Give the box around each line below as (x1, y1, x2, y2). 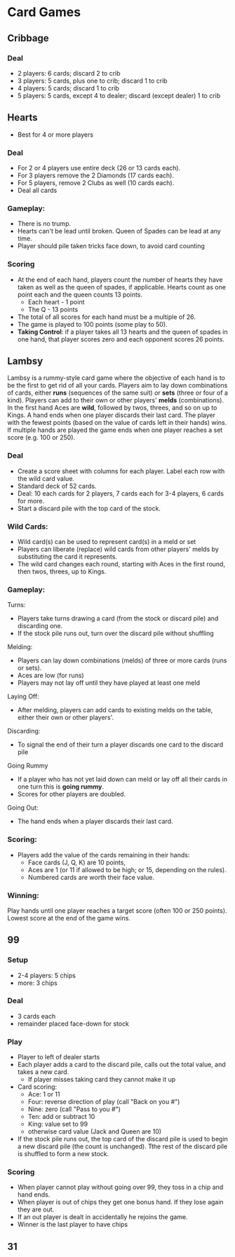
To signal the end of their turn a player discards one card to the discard (17, 740, 224, 749)
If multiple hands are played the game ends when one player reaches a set (7, 426, 223, 435)
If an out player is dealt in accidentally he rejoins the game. (17, 1213, 188, 1221)
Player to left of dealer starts (17, 1053, 100, 1061)
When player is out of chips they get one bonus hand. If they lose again (17, 1198, 224, 1207)
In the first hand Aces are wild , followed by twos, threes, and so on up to (7, 404, 217, 412)
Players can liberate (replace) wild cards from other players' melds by (17, 545, 219, 553)
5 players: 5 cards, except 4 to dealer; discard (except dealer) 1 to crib (17, 91, 221, 100)
